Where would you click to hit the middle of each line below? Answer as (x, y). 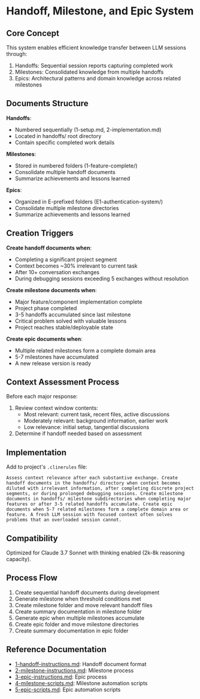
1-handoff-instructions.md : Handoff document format (81, 664)
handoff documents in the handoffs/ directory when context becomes (93, 483)
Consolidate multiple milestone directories (67, 208)
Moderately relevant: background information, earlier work (96, 421)
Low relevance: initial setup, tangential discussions (87, 427)
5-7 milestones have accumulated (57, 357)
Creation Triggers (40, 233)
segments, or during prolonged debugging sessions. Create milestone (95, 494)
